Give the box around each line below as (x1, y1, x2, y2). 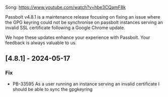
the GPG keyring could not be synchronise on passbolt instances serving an (5, 20, 163, 25)
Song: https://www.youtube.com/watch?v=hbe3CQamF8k (5, 5, 126, 10)
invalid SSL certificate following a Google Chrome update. (5, 25, 126, 31)
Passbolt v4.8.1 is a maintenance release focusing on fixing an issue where (5, 14, 160, 20)
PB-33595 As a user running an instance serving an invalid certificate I (12, 80, 160, 87)
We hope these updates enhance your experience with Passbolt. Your (5, 35, 150, 40)
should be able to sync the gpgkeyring (12, 86, 93, 92)
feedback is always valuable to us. (5, 40, 77, 46)
